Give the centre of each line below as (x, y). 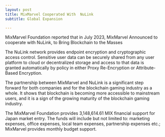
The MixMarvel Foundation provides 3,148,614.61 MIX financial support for (80, 113)
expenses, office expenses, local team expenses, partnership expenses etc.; (83, 124)
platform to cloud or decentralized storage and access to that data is (75, 63)
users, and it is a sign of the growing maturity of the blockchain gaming (77, 98)
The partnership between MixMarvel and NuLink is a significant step (74, 83)
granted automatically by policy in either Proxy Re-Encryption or (70, 68)
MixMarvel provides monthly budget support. (51, 129)
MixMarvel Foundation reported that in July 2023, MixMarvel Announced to (82, 37)
